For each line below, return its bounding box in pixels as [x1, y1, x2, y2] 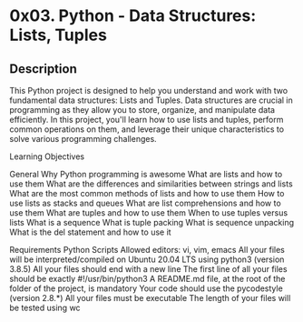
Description [9, 61, 77, 76]
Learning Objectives [9, 151, 84, 162]
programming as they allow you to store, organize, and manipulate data [9, 105, 275, 115]
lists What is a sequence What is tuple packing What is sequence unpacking [9, 217, 295, 227]
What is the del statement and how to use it [9, 226, 171, 237]
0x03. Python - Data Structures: [9, 5, 257, 26]
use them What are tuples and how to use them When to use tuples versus [9, 207, 288, 218]
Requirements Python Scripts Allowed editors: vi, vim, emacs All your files [9, 245, 286, 255]
